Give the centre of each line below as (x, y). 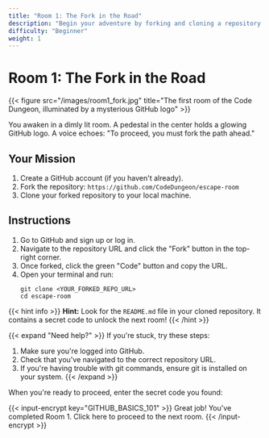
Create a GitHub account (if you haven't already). (101, 178)
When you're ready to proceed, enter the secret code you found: (116, 392)
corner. (50, 257)
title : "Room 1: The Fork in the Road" (75, 16)
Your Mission (42, 159)
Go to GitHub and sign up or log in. (77, 240)
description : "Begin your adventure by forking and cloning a (115, 23)
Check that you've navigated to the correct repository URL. (118, 359)
